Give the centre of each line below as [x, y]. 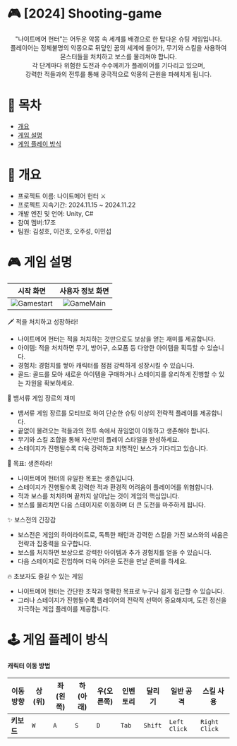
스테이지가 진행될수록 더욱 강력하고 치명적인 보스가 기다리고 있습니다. [113, 448]
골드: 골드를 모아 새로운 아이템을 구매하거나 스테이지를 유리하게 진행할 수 [117, 374]
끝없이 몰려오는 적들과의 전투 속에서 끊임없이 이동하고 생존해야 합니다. [114, 431]
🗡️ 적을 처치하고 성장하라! [43, 321]
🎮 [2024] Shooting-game [85, 14]
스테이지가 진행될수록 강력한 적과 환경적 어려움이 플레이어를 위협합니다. [115, 487]
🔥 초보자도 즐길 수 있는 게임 [45, 576]
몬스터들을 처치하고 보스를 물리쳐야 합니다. [119, 56]
